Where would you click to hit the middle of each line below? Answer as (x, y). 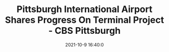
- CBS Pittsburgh (84, 31)
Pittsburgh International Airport (84, 9)
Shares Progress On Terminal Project (84, 20)
